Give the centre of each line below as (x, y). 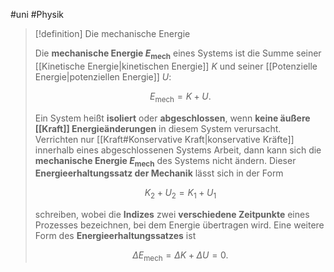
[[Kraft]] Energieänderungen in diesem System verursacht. (158, 128)
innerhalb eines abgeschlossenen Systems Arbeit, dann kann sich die (178, 150)
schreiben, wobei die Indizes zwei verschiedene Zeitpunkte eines (172, 215)
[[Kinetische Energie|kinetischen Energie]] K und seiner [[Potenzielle (176, 66)
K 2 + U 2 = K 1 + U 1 (180, 194)
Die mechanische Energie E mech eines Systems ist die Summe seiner (178, 54)
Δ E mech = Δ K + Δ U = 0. (180, 256)
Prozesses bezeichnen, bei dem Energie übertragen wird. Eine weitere (179, 225)
